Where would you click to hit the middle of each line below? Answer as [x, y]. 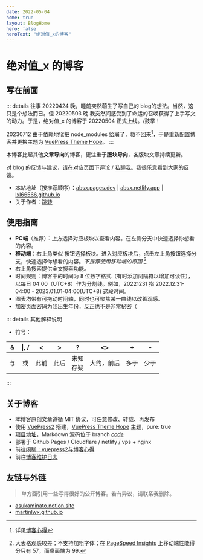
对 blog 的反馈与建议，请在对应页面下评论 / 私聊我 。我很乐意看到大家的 [95, 167]
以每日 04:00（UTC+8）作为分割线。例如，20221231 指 [85, 284]
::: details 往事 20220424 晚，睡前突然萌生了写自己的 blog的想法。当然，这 [100, 106]
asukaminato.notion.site [45, 506]
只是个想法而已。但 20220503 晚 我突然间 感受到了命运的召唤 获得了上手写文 [101, 114]
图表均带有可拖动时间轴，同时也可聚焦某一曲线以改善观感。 [89, 299]
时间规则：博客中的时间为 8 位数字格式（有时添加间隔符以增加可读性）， [104, 276]
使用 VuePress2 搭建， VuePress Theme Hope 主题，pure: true [93, 427]
